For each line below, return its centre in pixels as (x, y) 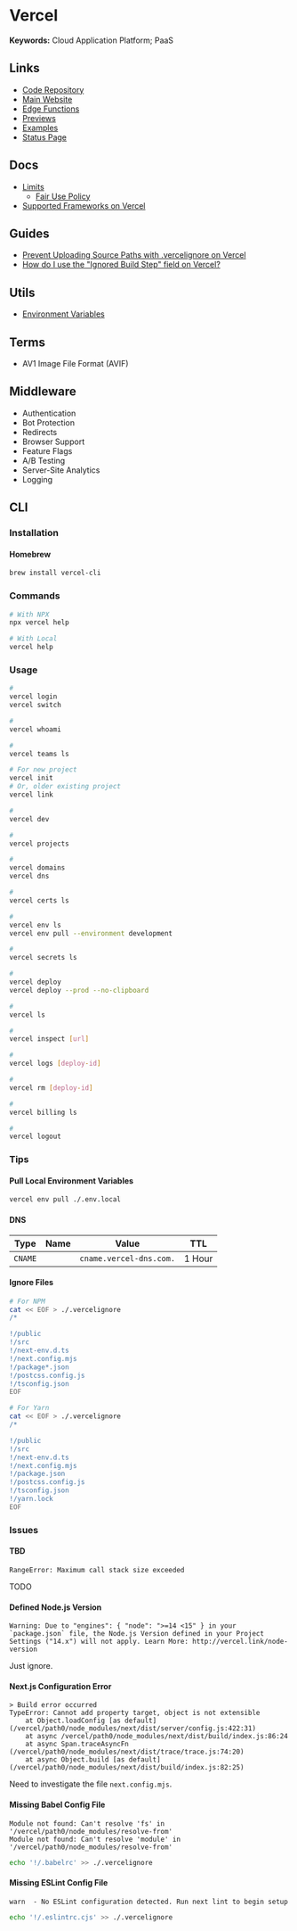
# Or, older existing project (65, 787)
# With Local (33, 639)
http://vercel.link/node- (241, 1642)
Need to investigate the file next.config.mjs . (91, 1784)
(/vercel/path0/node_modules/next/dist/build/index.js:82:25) (127, 1768)
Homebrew (30, 554)
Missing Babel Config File (57, 1804)
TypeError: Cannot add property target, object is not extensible (135, 1713)
